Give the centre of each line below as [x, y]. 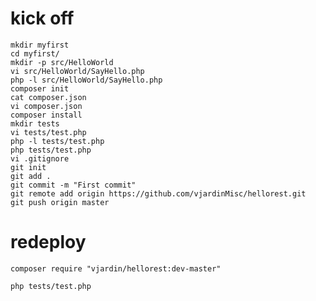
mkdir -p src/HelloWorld [62, 62]
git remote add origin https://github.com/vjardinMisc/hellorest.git [158, 193]
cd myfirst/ [35, 53]
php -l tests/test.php [57, 141]
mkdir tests [35, 123]
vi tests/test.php [48, 132]
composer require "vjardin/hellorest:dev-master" [116, 268]
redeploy [48, 242]
